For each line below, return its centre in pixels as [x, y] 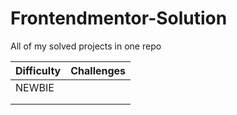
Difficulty [38, 70]
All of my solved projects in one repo [86, 46]
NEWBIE [35, 87]
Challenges [98, 70]
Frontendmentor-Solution [119, 18]
